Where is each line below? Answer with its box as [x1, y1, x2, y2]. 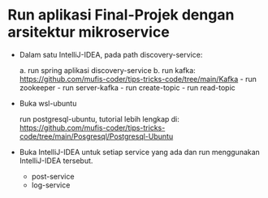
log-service [31, 180, 71, 190]
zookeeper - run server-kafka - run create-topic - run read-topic [19, 83, 236, 93]
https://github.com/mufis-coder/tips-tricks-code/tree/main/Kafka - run [19, 74, 257, 84]
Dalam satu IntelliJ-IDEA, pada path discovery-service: [19, 49, 203, 59]
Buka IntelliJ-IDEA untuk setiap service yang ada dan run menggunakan [19, 147, 261, 157]
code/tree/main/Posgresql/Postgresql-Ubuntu [19, 131, 174, 141]
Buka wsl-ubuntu [19, 98, 77, 108]
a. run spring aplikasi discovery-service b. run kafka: [19, 65, 196, 75]
